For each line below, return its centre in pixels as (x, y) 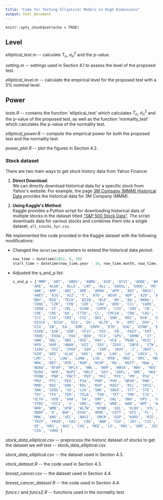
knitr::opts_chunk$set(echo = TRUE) (42, 27)
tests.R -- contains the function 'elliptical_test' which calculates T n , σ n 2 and (81, 113)
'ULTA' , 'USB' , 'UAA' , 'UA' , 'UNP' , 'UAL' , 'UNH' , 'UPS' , (92, 399)
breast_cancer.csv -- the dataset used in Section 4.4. (59, 473)
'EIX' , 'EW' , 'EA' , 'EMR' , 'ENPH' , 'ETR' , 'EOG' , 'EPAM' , (92, 327)
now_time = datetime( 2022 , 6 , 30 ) (47, 259)
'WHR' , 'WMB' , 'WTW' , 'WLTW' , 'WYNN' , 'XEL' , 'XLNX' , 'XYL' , (95, 408)
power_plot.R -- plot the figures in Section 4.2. (52, 148)
